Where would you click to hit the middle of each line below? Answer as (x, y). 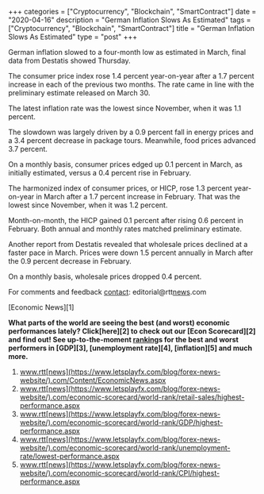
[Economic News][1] (41, 307)
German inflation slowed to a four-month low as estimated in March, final (127, 52)
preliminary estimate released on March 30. (79, 93)
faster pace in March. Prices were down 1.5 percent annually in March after (131, 253)
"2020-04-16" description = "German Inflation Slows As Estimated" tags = (130, 20)
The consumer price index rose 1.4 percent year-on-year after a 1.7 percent (132, 76)
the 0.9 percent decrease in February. (70, 261)
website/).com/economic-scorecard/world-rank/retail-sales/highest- (132, 397)
